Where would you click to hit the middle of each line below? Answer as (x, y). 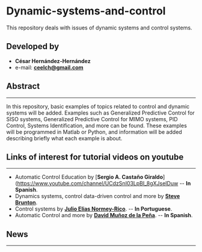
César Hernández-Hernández (53, 61)
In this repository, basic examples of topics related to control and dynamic (98, 106)
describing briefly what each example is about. (64, 138)
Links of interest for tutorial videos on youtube (95, 157)
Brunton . (26, 203)
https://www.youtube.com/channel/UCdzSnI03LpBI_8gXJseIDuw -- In (104, 184)
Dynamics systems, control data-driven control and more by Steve (97, 196)
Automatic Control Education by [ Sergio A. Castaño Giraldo (89, 177)
